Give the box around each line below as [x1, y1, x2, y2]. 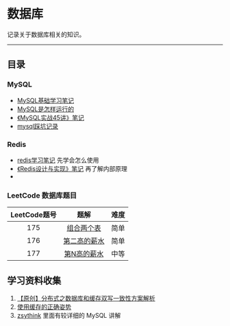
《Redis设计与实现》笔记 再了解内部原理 [16, 164, 128, 172]
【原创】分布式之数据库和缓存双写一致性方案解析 [16, 294, 155, 303]
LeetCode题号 [10, 210, 57, 220]
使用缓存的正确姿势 [16, 303, 72, 311]
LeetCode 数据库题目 [7, 190, 77, 200]
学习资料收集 [7, 275, 62, 286]
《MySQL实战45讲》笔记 [16, 113, 84, 121]
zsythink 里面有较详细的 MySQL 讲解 [16, 312, 121, 320]
